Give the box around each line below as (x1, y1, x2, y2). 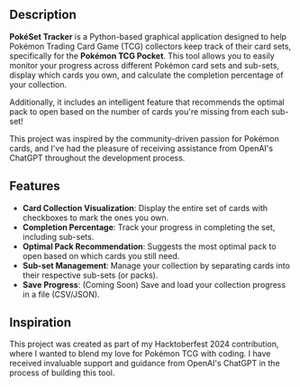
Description (9, 7, 77, 23)
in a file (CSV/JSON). (22, 289, 101, 299)
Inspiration (9, 315, 72, 330)
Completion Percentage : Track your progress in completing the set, (22, 221, 276, 233)
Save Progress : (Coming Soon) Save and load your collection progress (22, 279, 286, 290)
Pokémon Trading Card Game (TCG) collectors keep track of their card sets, (9, 41, 291, 51)
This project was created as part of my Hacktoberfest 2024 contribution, (9, 338, 279, 350)
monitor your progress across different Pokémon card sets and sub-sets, (9, 60, 280, 70)
